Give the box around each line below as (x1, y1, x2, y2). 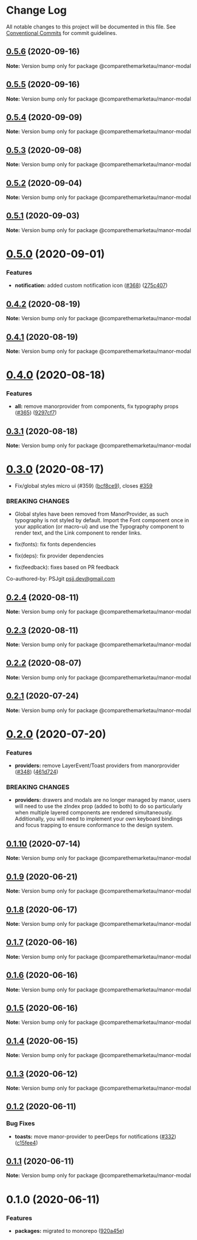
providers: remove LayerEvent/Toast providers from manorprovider (14, 762, 180, 769)
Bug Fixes (6, 1119, 35, 1128)
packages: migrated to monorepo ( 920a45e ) (14, 1227, 125, 1234)
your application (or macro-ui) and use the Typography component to (14, 523, 185, 530)
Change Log (6, 4, 67, 17)
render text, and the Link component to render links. (14, 529, 142, 536)
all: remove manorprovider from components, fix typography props (14, 403, 179, 410)
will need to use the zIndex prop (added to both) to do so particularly (14, 803, 183, 810)
